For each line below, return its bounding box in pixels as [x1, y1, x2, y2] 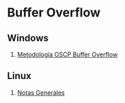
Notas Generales [16, 88, 65, 97]
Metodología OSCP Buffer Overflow [16, 50, 118, 58]
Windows [7, 32, 49, 44]
